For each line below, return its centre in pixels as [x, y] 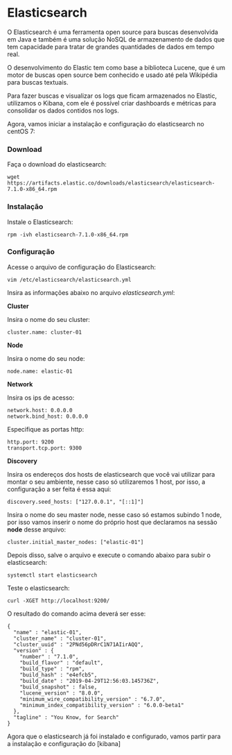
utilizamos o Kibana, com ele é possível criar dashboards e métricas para [111, 103]
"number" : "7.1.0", [49, 656]
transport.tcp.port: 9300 [44, 448]
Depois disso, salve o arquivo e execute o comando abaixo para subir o [109, 555]
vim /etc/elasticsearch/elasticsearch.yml [69, 280]
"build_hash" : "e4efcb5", [59, 675]
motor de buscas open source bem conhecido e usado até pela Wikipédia [113, 75]
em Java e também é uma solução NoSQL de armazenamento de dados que [116, 39]
